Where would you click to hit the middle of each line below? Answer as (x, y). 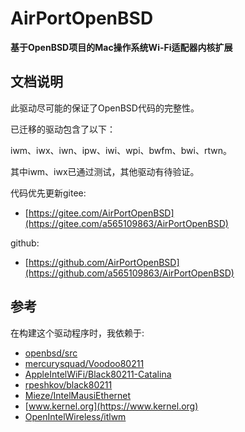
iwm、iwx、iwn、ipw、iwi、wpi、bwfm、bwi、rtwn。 (121, 150)
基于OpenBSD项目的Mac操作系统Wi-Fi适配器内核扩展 (121, 47)
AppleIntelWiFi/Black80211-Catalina (98, 374)
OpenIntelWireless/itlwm (75, 416)
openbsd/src (51, 353)
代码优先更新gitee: (48, 193)
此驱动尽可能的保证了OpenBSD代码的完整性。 (105, 108)
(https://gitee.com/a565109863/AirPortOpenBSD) (126, 223)
